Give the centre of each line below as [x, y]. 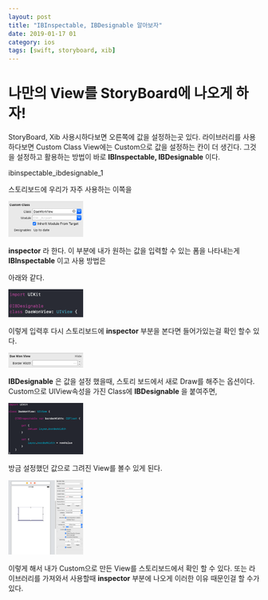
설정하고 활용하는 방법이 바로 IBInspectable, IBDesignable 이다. [118, 157]
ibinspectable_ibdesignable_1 [56, 173]
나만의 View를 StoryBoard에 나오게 [120, 94]
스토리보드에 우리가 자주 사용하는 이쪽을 [70, 189]
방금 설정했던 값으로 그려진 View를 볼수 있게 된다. [85, 468]
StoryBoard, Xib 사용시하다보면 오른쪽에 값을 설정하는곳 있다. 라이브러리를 [125, 137]
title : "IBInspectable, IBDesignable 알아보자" [85, 25]
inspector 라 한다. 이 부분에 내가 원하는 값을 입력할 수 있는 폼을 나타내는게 [124, 251]
